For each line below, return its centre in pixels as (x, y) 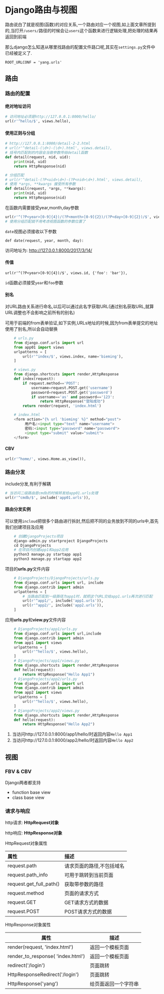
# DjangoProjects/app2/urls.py (46, 679)
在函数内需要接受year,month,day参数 (42, 207)
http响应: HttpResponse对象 (34, 833)
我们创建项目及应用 (24, 527)
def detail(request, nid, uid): (38, 157)
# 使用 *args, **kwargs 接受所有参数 (41, 184)
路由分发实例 (18, 509)
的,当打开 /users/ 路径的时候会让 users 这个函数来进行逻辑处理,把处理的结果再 (82, 30)
